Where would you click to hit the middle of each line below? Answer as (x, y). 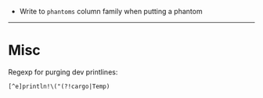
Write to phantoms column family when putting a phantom (111, 11)
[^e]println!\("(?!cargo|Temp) (59, 86)
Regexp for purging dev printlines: (63, 72)
